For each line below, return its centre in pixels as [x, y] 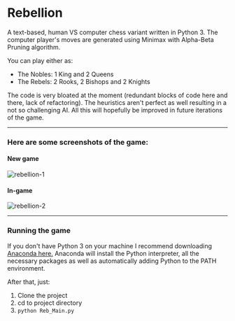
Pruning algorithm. [34, 47]
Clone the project [42, 295]
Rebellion [35, 13]
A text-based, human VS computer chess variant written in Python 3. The [113, 32]
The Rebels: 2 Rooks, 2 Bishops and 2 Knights [84, 81]
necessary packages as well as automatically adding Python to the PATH [112, 261]
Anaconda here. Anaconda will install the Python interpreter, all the [103, 253]
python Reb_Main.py [46, 311]
